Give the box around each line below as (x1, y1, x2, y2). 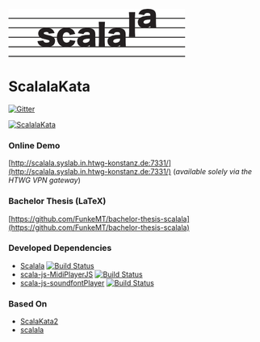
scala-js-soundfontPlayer (19, 277, 105, 287)
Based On (8, 298, 48, 309)
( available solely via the (173, 167, 253, 177)
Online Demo (8, 140, 61, 151)
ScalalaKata (8, 77, 91, 96)
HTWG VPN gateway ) (8, 175, 81, 186)
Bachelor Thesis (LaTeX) (8, 195, 107, 206)
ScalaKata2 (19, 316, 59, 327)
